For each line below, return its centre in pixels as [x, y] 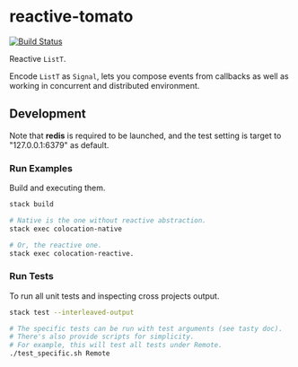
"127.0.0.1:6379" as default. [59, 144]
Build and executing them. [57, 188]
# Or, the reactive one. [56, 245]
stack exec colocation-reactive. [72, 253]
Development [48, 114]
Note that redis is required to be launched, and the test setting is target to [145, 135]
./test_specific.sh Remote [60, 354]
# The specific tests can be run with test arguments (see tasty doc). [146, 328]
